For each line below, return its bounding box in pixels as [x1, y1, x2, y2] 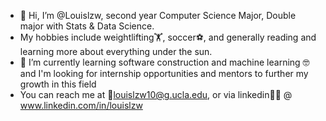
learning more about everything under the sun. [19, 46, 213, 57]
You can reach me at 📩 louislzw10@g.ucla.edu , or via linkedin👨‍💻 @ [19, 89, 293, 100]
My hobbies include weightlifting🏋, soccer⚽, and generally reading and [19, 31, 317, 43]
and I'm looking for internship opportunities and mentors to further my [19, 68, 309, 79]
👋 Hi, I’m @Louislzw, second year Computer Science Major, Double [19, 10, 297, 21]
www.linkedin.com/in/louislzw [19, 100, 143, 111]
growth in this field [19, 78, 97, 90]
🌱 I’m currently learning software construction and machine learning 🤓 [19, 56, 310, 68]
